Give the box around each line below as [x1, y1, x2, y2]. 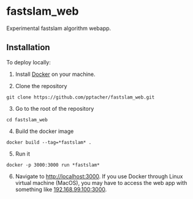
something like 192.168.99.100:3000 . [15, 186, 107, 193]
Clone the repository [15, 82, 67, 89]
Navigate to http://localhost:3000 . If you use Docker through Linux [15, 173, 183, 180]
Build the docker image [15, 127, 74, 135]
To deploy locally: [6, 58, 51, 66]
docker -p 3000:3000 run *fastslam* [6, 162, 100, 168]
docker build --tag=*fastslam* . [6, 139, 92, 145]
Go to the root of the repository [15, 105, 94, 112]
